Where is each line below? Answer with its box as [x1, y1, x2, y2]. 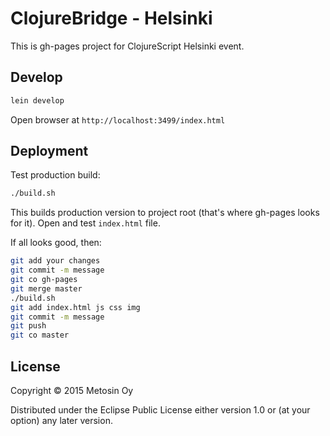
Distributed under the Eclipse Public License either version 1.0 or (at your [10, 404, 311, 416]
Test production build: [10, 169, 101, 181]
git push [10, 321, 47, 331]
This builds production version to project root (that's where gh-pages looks [10, 207, 320, 219]
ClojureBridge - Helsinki [10, 7, 213, 30]
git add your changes [10, 256, 101, 266]
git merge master [10, 283, 83, 294]
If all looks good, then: [10, 237, 102, 249]
